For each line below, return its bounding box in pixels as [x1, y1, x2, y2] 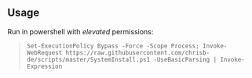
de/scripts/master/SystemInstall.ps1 [26, 55, 151, 63]
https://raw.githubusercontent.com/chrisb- [65, 48, 210, 57]
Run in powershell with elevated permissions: [7, 27, 154, 36]
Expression [26, 62, 63, 70]
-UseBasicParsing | [153, 55, 217, 63]
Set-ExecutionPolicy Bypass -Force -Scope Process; [26, 42, 199, 50]
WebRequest [26, 48, 63, 57]
